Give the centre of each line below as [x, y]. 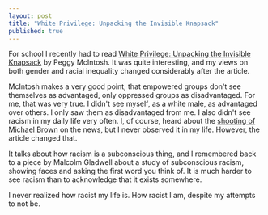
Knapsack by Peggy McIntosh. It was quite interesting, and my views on [128, 62]
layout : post [30, 16]
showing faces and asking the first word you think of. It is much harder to [130, 171]
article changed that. [43, 138]
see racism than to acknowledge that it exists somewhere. [105, 179]
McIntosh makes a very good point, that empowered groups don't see [125, 86]
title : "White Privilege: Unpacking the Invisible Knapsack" [114, 23]
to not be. [24, 204]
